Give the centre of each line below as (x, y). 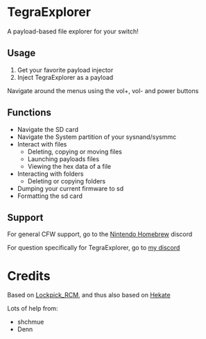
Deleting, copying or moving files (75, 151)
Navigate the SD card (48, 129)
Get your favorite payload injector (65, 69)
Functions (29, 113)
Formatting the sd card (50, 196)
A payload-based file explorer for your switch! (73, 31)
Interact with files (42, 144)
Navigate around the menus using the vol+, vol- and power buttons (103, 90)
